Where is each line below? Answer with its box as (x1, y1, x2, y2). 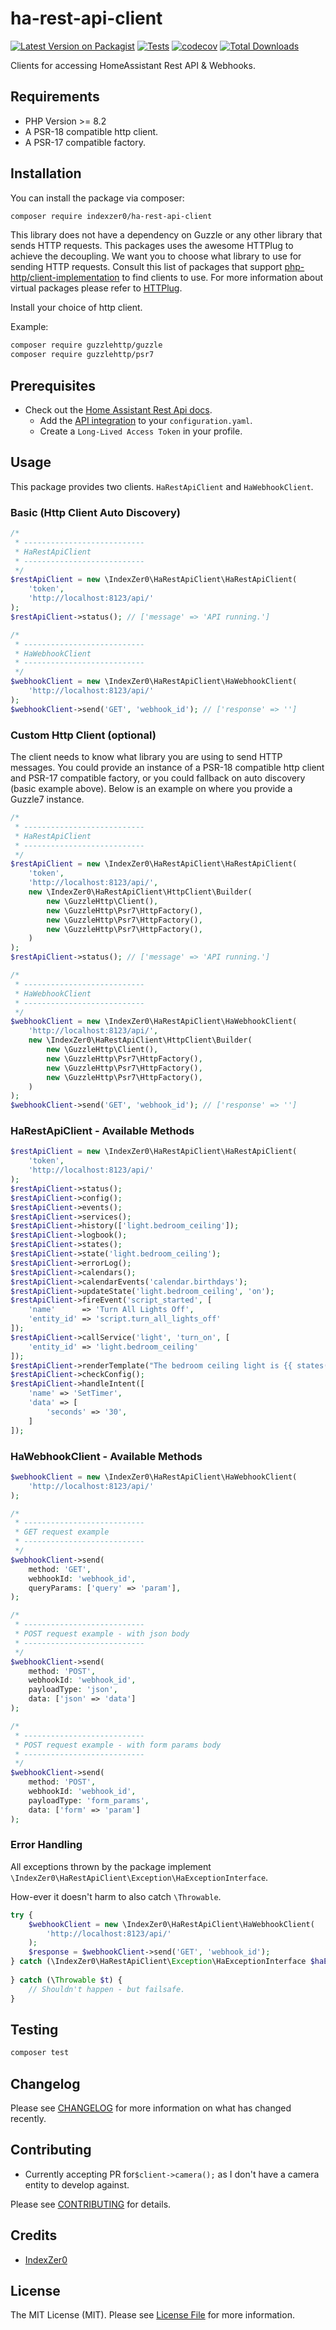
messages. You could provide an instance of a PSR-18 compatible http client (10, 762, 325, 774)
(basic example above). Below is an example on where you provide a (10, 783, 293, 795)
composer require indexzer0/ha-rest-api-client (10, 211, 213, 221)
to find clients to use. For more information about (121, 272, 324, 284)
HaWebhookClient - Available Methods (10, 1449, 203, 1463)
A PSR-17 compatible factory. (24, 136, 147, 148)
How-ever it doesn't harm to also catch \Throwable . (10, 1890, 222, 1902)
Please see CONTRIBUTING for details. (10, 2198, 172, 2210)
